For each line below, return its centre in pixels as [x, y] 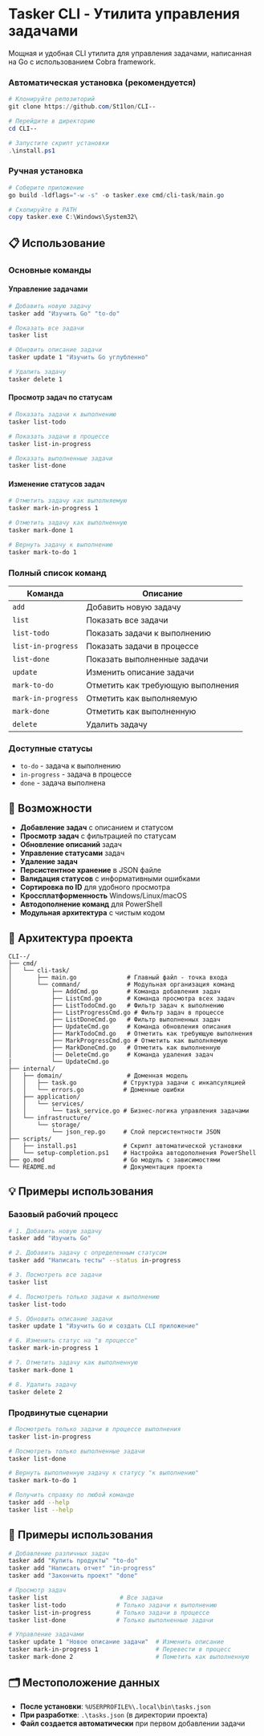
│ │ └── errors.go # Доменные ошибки [96, 1089]
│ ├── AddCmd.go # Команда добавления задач [114, 992]
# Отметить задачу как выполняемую [68, 501]
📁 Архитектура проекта [71, 938]
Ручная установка [46, 171]
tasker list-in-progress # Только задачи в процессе [109, 1612]
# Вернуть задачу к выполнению [61, 545]
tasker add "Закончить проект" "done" [73, 1576]
